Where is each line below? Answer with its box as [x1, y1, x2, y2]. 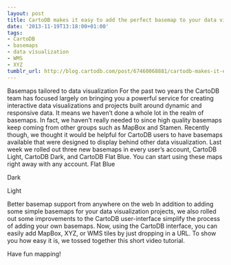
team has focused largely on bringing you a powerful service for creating [7, 94, 214, 102]
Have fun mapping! [7, 249, 61, 258]
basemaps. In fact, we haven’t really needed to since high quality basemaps [7, 116, 222, 124]
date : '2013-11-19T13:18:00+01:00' [7, 23, 109, 30]
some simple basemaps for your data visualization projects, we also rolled [7, 207, 217, 215]
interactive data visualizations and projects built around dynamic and [7, 101, 202, 109]
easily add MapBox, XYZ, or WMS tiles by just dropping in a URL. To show [7, 229, 217, 237]
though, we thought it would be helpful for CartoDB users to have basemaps [7, 130, 223, 138]
